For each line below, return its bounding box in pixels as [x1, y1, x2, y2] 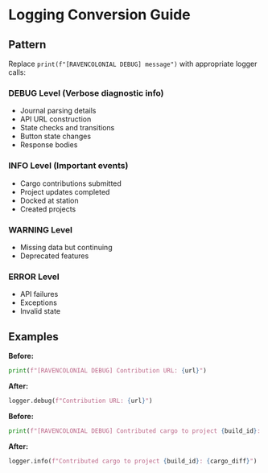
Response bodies [19, 140, 78, 150]
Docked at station [19, 195, 79, 205]
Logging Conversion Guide [8, 6, 191, 24]
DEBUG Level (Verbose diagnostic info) [8, 87, 164, 98]
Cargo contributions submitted [19, 179, 122, 188]
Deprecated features [19, 251, 89, 261]
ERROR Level [8, 271, 60, 282]
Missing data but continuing [19, 242, 113, 252]
